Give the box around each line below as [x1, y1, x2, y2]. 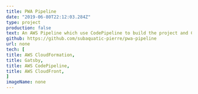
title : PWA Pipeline [6, 8, 57, 15]
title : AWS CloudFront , [6, 68, 65, 74]
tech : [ [6, 47, 25, 53]
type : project [6, 19, 41, 25]
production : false [6, 25, 51, 31]
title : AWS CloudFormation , [6, 52, 75, 58]
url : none [6, 41, 31, 47]
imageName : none [6, 79, 46, 85]
